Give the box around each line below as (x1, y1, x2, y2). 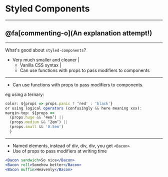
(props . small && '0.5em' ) (9, 124, 64, 129)
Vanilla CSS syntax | (19, 62, 61, 68)
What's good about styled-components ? (5, 47, 86, 53)
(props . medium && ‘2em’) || (9, 119, 68, 125)
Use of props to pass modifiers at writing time (12, 148, 107, 154)
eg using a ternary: (5, 91, 44, 97)
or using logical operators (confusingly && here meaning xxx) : (5, 105, 142, 110)
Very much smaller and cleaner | (12, 56, 80, 62)
